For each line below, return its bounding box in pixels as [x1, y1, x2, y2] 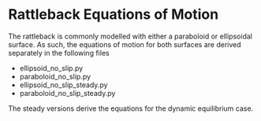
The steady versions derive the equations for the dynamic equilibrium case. [8, 104, 254, 113]
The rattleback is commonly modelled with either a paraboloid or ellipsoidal [8, 31, 252, 41]
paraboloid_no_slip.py [19, 71, 91, 81]
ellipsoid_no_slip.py [19, 63, 84, 72]
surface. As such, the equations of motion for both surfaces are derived [8, 39, 242, 49]
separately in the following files [8, 48, 110, 57]
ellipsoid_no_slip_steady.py [19, 80, 108, 90]
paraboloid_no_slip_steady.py [19, 88, 116, 97]
